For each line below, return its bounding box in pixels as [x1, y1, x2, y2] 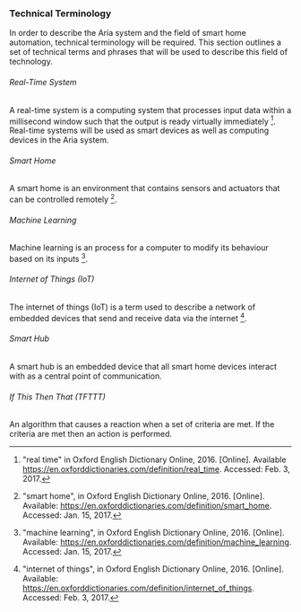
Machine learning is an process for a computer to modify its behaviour [9, 242, 269, 253]
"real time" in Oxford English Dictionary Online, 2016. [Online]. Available [21, 454, 287, 465]
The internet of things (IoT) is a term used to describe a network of [9, 302, 256, 312]
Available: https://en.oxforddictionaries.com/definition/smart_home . [21, 501, 272, 511]
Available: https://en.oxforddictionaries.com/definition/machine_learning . [21, 537, 292, 547]
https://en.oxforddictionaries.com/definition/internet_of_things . [21, 582, 255, 594]
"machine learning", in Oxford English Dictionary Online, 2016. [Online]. [21, 528, 285, 538]
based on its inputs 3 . [9, 252, 88, 264]
